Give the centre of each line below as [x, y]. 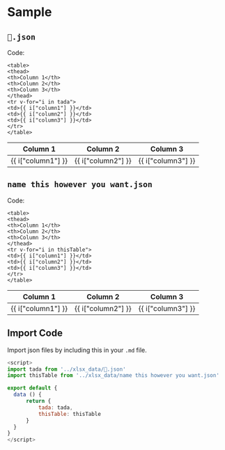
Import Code [35, 334]
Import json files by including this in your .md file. [77, 350]
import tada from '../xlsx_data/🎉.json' [67, 369]
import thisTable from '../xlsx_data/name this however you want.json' [113, 376]
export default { [32, 388]
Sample [30, 12]
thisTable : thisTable [69, 414]
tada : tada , [55, 408]
